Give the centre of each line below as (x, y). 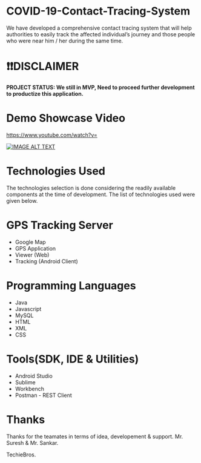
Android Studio (34, 376)
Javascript (28, 309)
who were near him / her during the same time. (65, 41)
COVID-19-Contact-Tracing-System (98, 11)
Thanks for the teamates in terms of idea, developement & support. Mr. (95, 436)
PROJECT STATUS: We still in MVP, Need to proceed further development (100, 87)
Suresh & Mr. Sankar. (32, 442)
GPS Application (35, 248)
